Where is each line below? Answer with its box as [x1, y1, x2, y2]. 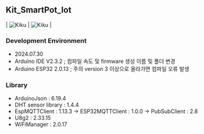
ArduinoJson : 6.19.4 [14, 95, 67, 102]
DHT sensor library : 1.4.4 [14, 101, 79, 109]
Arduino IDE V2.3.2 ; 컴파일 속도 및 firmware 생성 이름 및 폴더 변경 [14, 58, 175, 65]
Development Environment [5, 36, 87, 45]
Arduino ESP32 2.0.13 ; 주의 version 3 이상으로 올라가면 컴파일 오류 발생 [14, 65, 190, 73]
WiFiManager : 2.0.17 [14, 121, 68, 128]
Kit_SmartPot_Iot [5, 5, 71, 15]
